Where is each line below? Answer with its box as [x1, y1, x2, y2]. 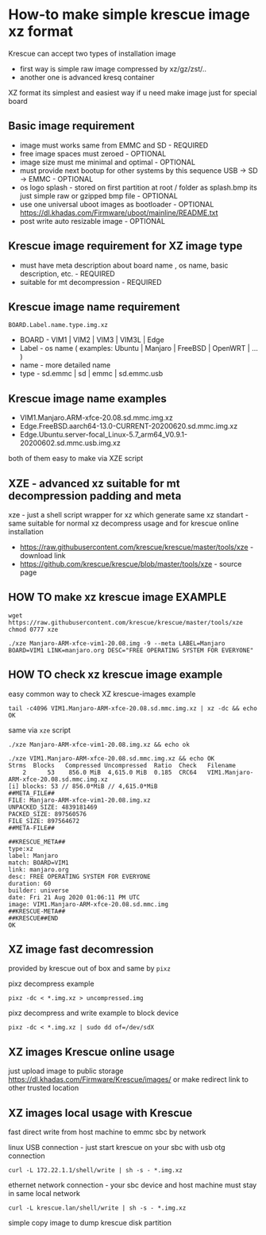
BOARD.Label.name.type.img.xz [8, 321, 109, 329]
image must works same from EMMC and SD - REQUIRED [19, 140, 209, 150]
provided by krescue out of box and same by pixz [8, 964, 171, 973]
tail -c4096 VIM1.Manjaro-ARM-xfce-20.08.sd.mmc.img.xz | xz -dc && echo [8, 704, 258, 712]
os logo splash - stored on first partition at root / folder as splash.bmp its [19, 183, 258, 192]
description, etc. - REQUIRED [19, 268, 115, 279]
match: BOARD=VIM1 [8, 859, 69, 867]
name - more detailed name [19, 360, 111, 370]
